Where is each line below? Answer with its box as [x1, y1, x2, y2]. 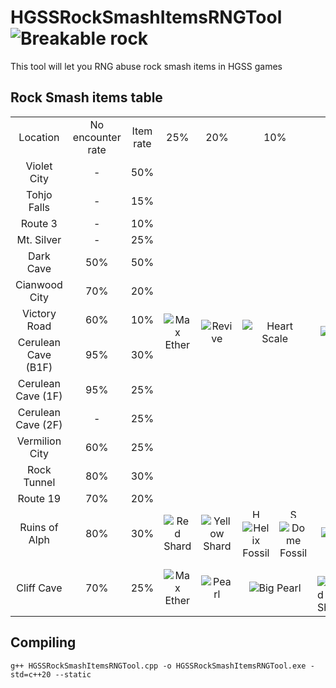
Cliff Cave [16, 581, 63, 595]
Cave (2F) [15, 417, 63, 431]
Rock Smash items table [10, 89, 163, 106]
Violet [25, 159, 53, 173]
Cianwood [15, 277, 63, 291]
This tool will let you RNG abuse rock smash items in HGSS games [10, 60, 283, 72]
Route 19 [17, 491, 62, 505]
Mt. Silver [16, 232, 62, 246]
